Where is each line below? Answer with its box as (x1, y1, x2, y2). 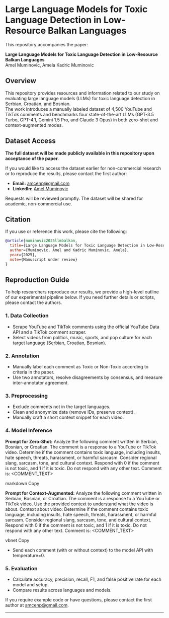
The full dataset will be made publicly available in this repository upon (5, 150, 154, 156)
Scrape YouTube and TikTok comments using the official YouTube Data (12, 324, 159, 330)
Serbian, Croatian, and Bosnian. (5, 101, 71, 107)
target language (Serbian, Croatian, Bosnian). (12, 340, 107, 346)
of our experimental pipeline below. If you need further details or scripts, (5, 294, 155, 300)
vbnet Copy (5, 537, 30, 543)
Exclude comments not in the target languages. (12, 404, 111, 410)
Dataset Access (5, 137, 56, 145)
